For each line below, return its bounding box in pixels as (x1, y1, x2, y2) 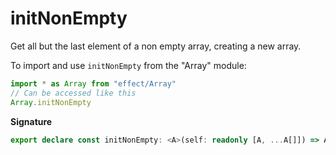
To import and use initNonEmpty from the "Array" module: (10, 59, 247, 71)
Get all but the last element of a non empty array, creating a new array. (10, 40, 302, 52)
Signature (10, 115, 53, 127)
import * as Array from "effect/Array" (10, 78, 177, 89)
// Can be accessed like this (10, 88, 137, 98)
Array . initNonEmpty (10, 97, 92, 107)
